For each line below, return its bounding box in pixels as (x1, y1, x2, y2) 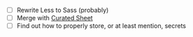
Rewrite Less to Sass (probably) (16, 6, 109, 14)
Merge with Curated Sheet (16, 14, 93, 22)
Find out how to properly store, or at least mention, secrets (16, 22, 187, 30)
